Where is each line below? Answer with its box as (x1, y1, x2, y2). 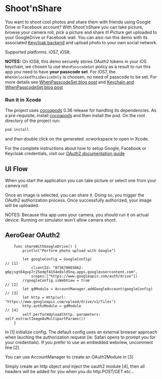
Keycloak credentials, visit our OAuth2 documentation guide (5, 151, 125, 156)
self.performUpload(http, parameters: (22, 312, 101, 317)
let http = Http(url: (22, 295, 66, 300)
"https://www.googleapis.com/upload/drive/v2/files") (5, 299, 116, 304)
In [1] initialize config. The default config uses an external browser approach (5, 329, 158, 335)
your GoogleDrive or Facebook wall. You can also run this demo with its (5, 34, 148, 40)
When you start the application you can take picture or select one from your (5, 177, 157, 183)
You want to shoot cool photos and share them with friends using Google (5, 19, 151, 25)
